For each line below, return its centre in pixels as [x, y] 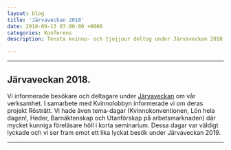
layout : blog [26, 13]
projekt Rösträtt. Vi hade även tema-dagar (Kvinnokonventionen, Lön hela [111, 110]
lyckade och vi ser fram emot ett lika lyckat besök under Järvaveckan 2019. [114, 132]
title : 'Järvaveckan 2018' [46, 20]
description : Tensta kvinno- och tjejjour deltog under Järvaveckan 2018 [115, 39]
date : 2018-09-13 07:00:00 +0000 [55, 26]
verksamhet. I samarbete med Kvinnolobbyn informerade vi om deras [105, 103]
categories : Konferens [40, 33]
